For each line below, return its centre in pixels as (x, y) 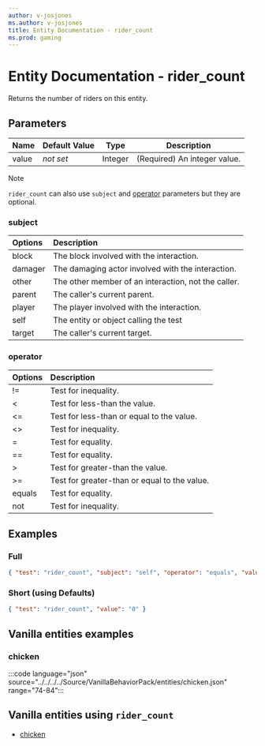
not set (55, 159)
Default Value (68, 145)
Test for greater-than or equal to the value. (130, 480)
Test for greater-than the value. (109, 467)
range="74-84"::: (36, 691)
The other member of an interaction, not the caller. (146, 282)
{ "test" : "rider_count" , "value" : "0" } (77, 609)
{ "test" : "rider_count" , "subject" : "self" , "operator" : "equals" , (123, 573)
